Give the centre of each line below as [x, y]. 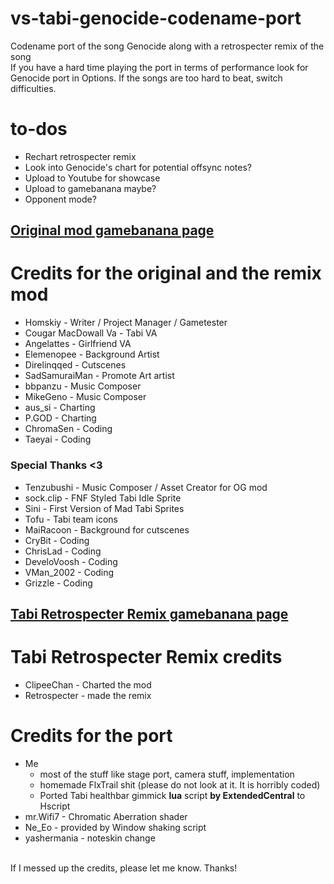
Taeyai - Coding [58, 439]
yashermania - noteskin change [90, 838]
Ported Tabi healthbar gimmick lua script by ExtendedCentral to [172, 795]
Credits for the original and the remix [166, 273]
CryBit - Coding [57, 540]
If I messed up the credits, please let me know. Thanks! [124, 868]
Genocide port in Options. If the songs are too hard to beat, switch [146, 78]
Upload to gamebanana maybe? [90, 188]
